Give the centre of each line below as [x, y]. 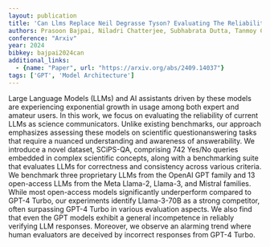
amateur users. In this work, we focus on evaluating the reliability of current [133, 115]
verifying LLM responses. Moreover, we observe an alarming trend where [130, 226]
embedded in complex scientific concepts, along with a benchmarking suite [133, 158]
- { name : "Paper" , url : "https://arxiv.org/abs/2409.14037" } [120, 68]
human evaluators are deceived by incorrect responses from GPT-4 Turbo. [132, 234]
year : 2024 [27, 46]
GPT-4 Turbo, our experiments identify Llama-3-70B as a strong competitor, [134, 200]
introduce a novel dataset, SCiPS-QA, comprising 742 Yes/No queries [123, 149]
